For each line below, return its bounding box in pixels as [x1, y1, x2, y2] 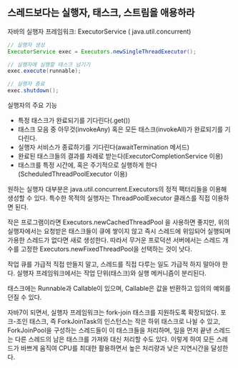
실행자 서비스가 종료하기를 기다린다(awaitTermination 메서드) [17, 143, 190, 151]
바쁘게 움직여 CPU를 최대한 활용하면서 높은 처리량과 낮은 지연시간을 [20, 344, 209, 352]
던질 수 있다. [7, 293, 42, 302]
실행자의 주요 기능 [7, 101, 57, 109]
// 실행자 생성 [7, 41, 45, 49]
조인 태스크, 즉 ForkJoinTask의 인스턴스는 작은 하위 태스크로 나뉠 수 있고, [16, 317, 221, 326]
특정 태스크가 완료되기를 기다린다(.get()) [17, 116, 131, 125]
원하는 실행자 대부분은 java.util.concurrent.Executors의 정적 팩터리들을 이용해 [7, 185, 227, 194]
